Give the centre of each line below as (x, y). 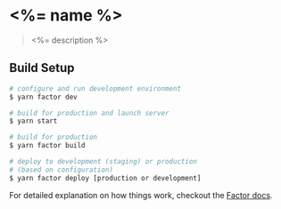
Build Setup (42, 68)
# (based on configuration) (62, 170)
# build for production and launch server (89, 113)
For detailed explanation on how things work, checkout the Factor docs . (141, 195)
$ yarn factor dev (43, 97)
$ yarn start (33, 121)
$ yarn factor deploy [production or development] (105, 178)
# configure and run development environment (95, 88)
